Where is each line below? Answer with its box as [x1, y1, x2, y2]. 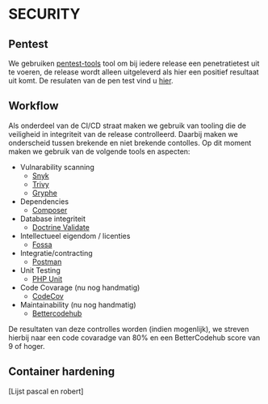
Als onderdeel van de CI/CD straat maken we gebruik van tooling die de [8, 121, 246, 130]
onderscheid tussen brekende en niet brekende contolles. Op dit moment [8, 138, 252, 147]
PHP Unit [31, 274, 63, 283]
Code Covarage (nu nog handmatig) [19, 283, 140, 292]
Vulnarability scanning [19, 162, 94, 172]
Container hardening [8, 365, 115, 379]
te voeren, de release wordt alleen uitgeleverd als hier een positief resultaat [8, 67, 260, 77]
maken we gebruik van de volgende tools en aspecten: [8, 147, 191, 156]
